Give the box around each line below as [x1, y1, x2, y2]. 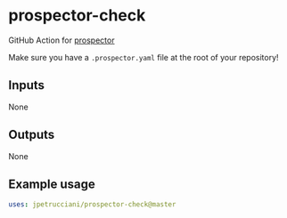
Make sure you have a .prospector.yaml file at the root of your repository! [8, 52, 279, 62]
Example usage [8, 176, 95, 191]
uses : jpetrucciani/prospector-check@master [8, 200, 176, 209]
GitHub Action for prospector [8, 35, 115, 45]
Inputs [8, 77, 45, 93]
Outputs [8, 127, 55, 142]
